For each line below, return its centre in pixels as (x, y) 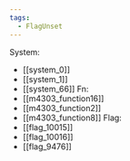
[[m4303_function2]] (62, 108)
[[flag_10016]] (48, 137)
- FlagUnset (40, 26)
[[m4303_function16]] (63, 98)
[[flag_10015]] (48, 127)
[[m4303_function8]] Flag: (72, 118)
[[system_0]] (46, 70)
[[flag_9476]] (47, 147)
